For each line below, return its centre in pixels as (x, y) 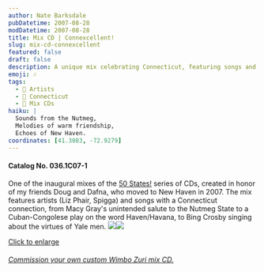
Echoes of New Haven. (51, 133)
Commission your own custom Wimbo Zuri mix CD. (91, 260)
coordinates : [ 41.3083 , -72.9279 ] (65, 140)
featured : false (35, 52)
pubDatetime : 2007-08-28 (49, 23)
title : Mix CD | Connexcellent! (61, 38)
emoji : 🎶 (23, 74)
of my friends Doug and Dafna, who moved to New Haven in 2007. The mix (130, 191)
